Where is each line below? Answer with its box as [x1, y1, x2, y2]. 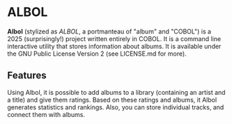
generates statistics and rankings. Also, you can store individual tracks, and [7, 102, 224, 111]
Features [7, 70, 47, 82]
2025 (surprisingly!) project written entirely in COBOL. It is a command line [7, 34, 222, 42]
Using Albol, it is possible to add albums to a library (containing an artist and [7, 88, 226, 96]
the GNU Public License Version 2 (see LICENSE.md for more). [7, 49, 187, 58]
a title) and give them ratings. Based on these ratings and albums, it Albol [7, 95, 217, 104]
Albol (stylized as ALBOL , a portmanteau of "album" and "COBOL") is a [7, 27, 211, 36]
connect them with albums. [7, 110, 86, 118]
